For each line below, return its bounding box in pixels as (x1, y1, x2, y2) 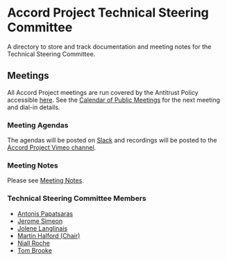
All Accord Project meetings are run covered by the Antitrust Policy (7, 88, 199, 96)
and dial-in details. (7, 102, 60, 111)
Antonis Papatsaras (17, 209, 74, 217)
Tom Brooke (17, 246, 52, 254)
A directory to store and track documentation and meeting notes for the (7, 42, 212, 51)
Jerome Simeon (17, 217, 63, 225)
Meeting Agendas (7, 120, 69, 129)
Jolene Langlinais (17, 224, 68, 233)
